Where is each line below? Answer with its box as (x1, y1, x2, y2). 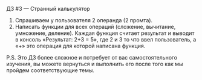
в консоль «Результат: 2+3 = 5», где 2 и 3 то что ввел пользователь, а (15, 36, 197, 43)
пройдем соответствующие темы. (6, 67, 95, 74)
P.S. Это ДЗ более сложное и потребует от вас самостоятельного (6, 54, 177, 61)
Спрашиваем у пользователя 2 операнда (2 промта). (15, 17, 153, 23)
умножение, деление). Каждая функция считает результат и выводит (15, 29, 195, 37)
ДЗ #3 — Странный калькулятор (6, 5, 91, 12)
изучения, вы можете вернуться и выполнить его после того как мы (6, 60, 183, 67)
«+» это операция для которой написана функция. (15, 42, 146, 49)
